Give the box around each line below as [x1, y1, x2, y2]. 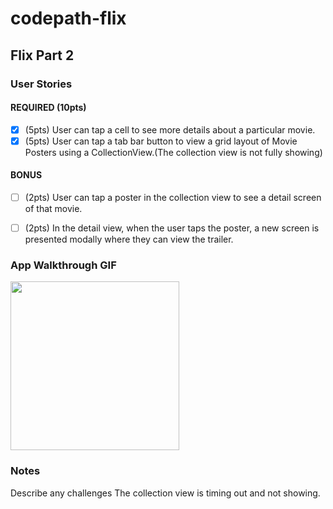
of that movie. [24, 203, 83, 215]
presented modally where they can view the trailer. [24, 233, 234, 246]
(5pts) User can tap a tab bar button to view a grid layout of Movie [24, 135, 298, 147]
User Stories [10, 77, 73, 91]
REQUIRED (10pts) [10, 102, 87, 114]
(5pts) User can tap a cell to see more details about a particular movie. [24, 123, 316, 136]
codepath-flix [10, 7, 127, 30]
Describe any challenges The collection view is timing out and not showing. [10, 487, 321, 499]
